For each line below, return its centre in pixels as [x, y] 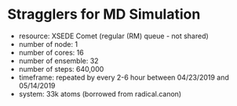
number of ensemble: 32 [58, 61]
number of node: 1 [48, 44]
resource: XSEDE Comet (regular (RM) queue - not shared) [113, 36]
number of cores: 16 [51, 52]
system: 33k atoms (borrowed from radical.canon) [100, 94]
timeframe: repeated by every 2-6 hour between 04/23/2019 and [124, 77]
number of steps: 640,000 [61, 69]
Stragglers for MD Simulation [104, 14]
